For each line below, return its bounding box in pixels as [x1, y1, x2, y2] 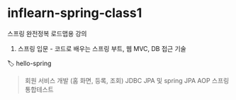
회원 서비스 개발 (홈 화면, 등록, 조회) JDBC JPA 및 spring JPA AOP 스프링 [24, 76, 230, 84]
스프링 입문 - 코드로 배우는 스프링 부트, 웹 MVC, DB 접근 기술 [17, 44, 186, 52]
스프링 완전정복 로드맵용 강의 [7, 29, 87, 38]
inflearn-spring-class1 [7, 5, 142, 21]
